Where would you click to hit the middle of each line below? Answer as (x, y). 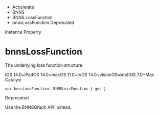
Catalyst (13, 79)
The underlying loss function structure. (45, 65)
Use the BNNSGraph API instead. (38, 107)
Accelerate (23, 7)
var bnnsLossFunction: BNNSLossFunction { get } (56, 89)
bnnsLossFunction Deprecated (43, 22)
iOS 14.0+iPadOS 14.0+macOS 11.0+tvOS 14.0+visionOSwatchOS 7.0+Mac (80, 75)
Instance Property (23, 32)
